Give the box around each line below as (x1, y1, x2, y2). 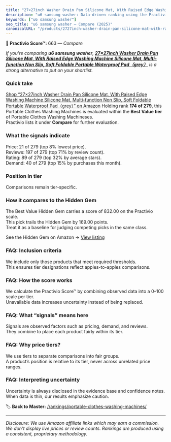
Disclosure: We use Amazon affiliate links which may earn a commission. (6, 420, 159, 426)
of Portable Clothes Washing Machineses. (6, 114, 93, 120)
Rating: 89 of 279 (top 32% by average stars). (6, 154, 102, 161)
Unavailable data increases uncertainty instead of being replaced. (6, 299, 144, 305)
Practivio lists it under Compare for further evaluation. (6, 119, 119, 125)
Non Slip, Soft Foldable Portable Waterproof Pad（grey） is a (25, 61, 157, 68)
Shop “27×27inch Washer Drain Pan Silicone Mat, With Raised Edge (6, 91, 148, 98)
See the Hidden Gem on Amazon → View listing (6, 234, 105, 240)
